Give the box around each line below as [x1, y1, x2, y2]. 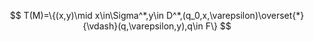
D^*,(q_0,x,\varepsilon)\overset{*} [165, 10, 305, 21]
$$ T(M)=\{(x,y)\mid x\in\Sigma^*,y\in [9, 10, 165, 21]
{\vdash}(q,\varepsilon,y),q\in [82, 20, 204, 32]
